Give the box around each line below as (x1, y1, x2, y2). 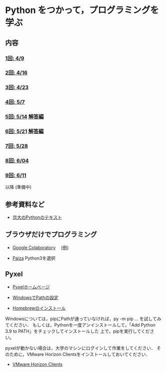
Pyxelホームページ (12, 284, 50, 290)
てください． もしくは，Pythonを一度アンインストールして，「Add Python (5, 322, 156, 328)
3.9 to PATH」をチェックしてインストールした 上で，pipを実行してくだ (5, 328, 150, 334)
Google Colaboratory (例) (12, 244, 69, 250)
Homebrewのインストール (12, 305, 66, 311)
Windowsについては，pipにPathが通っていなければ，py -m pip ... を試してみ (5, 316, 162, 322)
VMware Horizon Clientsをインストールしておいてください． (26, 351, 151, 357)
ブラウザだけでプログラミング (5, 230, 97, 239)
